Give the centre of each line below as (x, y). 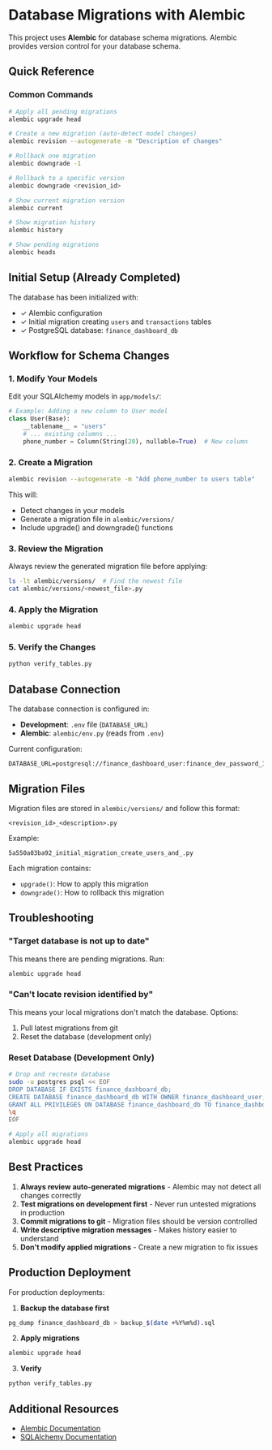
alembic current (36, 208)
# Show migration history (52, 222)
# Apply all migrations (49, 1134)
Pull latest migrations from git (69, 1028)
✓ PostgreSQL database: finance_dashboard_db (99, 330)
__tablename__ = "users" (65, 427)
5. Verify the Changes (52, 647)
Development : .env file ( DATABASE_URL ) (84, 725)
